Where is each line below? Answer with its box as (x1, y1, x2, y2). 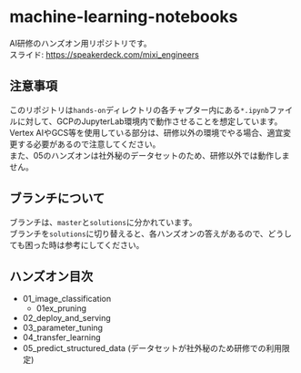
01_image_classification (22, 294, 112, 305)
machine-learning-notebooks (9, 6, 238, 27)
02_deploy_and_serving (22, 313, 111, 324)
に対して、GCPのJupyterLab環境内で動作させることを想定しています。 (16, 116, 283, 127)
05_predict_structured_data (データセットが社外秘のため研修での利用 (22, 343, 283, 354)
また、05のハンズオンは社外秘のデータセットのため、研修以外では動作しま (9, 150, 290, 161)
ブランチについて (9, 191, 105, 206)
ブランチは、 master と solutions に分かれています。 (9, 216, 197, 227)
